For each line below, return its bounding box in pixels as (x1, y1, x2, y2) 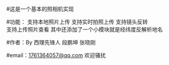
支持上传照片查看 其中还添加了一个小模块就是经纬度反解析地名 (6, 26, 163, 33)
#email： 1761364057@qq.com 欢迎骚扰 (6, 52, 106, 59)
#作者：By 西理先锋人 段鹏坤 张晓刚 (6, 39, 96, 46)
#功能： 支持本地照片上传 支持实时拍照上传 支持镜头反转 (6, 18, 148, 26)
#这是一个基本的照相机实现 (6, 5, 74, 12)
